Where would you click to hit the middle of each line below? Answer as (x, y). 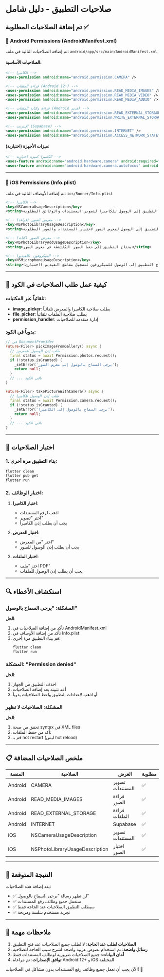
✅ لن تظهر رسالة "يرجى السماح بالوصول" (51, 896)
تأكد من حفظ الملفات (32, 732)
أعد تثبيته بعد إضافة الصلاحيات (39, 689)
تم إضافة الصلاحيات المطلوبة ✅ (47, 27)
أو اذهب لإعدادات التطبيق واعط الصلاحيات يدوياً (55, 695)
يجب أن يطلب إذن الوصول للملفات (51, 571)
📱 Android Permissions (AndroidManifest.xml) (61, 41)
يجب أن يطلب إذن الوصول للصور (50, 547)
